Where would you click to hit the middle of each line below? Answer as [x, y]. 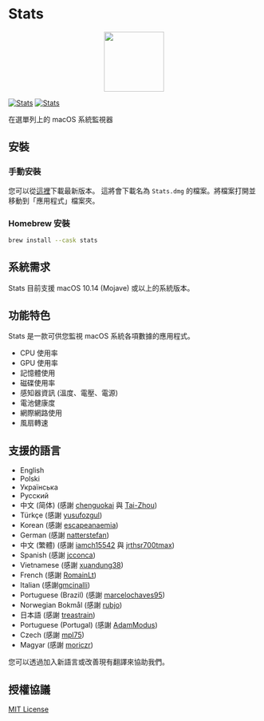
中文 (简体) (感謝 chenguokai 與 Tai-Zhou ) [89, 505]
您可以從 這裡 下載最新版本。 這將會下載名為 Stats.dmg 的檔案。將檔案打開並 [132, 190]
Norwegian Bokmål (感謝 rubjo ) [71, 605]
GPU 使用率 [39, 363]
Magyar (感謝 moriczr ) [57, 645]
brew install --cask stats [53, 240]
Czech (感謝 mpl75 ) [52, 635]
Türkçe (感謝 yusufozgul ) [61, 515]
